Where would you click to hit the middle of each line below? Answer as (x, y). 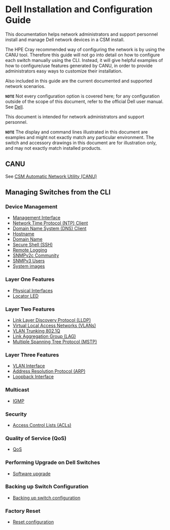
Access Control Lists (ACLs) (42, 425)
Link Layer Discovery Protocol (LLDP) (52, 320)
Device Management (31, 207)
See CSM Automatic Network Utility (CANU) (51, 176)
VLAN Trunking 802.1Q (36, 331)
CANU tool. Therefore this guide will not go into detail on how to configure (83, 55)
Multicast (17, 390)
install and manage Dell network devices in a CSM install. (65, 40)
